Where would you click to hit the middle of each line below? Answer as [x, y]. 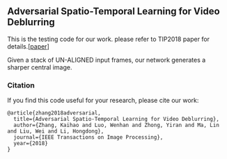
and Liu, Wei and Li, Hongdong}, [56, 131]
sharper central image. [40, 67]
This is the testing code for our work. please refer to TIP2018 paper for [109, 39]
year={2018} [31, 144]
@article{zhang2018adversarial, [54, 113]
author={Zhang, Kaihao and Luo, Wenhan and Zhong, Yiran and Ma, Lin [116, 125]
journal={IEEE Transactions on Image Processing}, [88, 137]
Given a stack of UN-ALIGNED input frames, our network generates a [107, 60]
